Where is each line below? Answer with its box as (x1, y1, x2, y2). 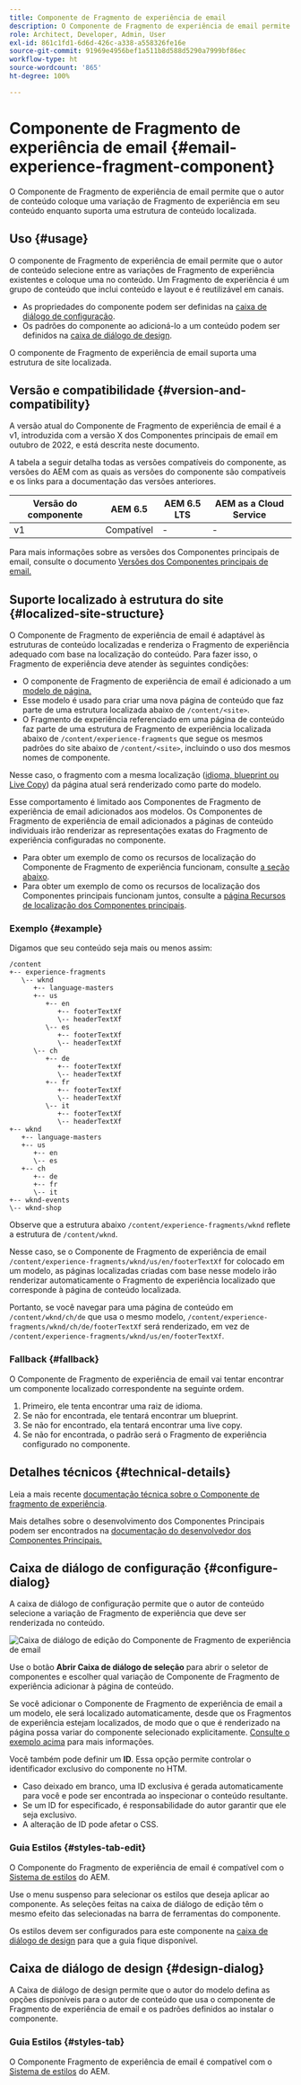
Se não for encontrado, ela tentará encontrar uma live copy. (21, 1419, 244, 1430)
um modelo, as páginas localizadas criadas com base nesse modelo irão (9, 1266, 278, 1277)
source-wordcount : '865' (9, 64, 102, 73)
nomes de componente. (21, 752, 110, 764)
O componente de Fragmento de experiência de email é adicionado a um (21, 676, 292, 687)
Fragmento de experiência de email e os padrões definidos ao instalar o (9, 2004, 274, 2015)
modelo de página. (21, 685, 92, 696)
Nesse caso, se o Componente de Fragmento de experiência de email (9, 1246, 267, 1258)
